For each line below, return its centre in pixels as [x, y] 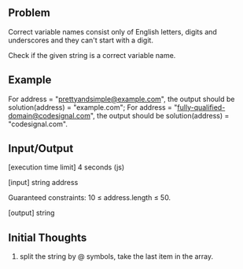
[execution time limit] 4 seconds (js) [66, 167]
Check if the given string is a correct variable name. [92, 55]
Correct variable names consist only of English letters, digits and [113, 31]
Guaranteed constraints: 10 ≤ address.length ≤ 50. [90, 198]
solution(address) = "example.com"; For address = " [93, 107]
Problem [29, 13]
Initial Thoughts [48, 237]
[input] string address [43, 183]
